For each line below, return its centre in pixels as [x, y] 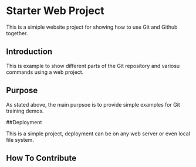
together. [17, 33]
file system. [20, 139]
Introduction [29, 52]
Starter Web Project [55, 11]
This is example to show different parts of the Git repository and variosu [93, 66]
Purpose [22, 91]
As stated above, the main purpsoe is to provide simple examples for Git [93, 104]
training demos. [25, 111]
